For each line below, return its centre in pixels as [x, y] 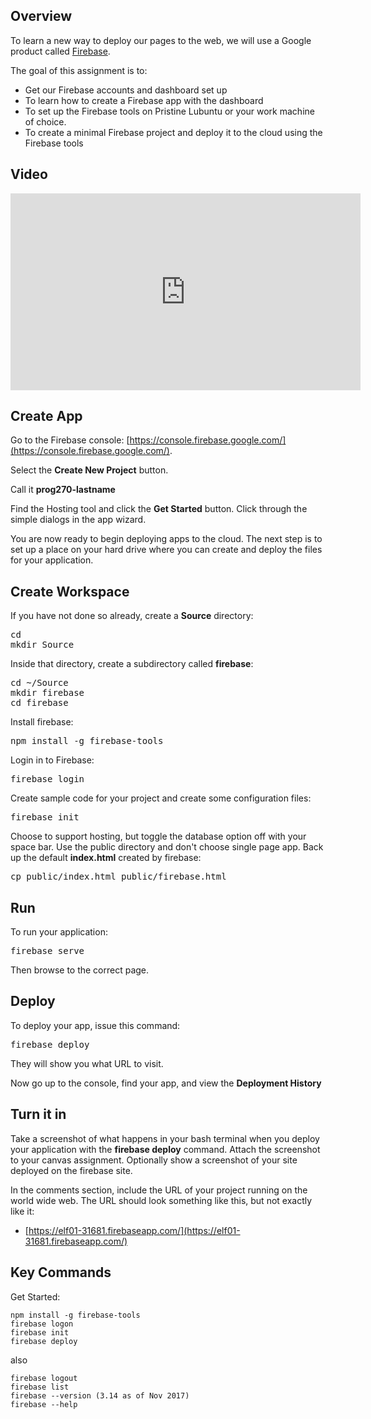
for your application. [52, 560]
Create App [46, 416]
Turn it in [38, 1114]
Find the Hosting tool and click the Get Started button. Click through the [159, 509]
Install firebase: [42, 722]
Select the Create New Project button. [89, 470]
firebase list [40, 1387]
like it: [22, 1211]
